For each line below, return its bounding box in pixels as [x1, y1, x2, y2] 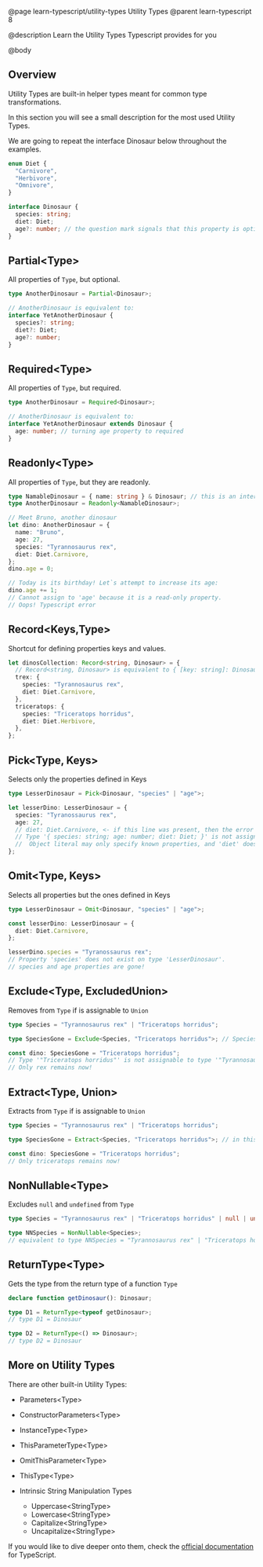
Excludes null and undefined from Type [8, 1199, 135, 1209]
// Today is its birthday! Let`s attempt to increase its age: [8, 579, 219, 588]
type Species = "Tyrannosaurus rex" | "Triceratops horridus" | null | [8, 1215, 247, 1223]
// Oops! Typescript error [8, 601, 96, 609]
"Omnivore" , [15, 181, 55, 189]
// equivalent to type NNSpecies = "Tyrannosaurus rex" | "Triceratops [8, 1236, 247, 1244]
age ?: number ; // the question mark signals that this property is [15, 225, 240, 232]
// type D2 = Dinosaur [8, 1337, 82, 1345]
